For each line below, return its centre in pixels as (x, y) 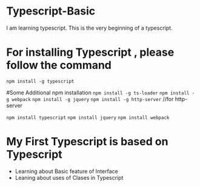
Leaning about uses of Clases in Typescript (69, 177)
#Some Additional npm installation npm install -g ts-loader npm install (98, 93)
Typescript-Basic (51, 11)
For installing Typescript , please (90, 52)
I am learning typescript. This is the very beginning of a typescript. (89, 28)
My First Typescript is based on (87, 142)
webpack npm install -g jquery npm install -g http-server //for (93, 99)
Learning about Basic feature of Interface (66, 171)
